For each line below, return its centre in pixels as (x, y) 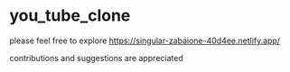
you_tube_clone (70, 16)
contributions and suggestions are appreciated (96, 58)
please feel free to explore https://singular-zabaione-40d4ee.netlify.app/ (145, 40)
